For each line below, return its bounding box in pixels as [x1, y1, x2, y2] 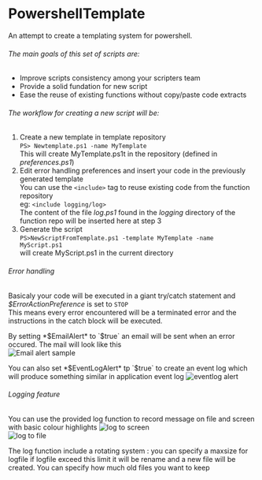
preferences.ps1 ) [19, 158, 75, 167]
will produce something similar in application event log [8, 371, 185, 381]
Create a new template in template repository [19, 132, 167, 142]
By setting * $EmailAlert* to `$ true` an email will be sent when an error [8, 331, 235, 340]
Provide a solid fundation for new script [19, 82, 148, 91]
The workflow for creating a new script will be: [8, 108, 160, 117]
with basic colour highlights [8, 422, 98, 432]
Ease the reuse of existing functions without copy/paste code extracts [19, 90, 247, 99]
